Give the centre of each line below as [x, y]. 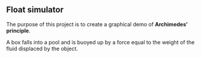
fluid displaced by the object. [42, 48]
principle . [19, 30]
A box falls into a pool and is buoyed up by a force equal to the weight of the [100, 42]
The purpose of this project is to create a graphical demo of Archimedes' [97, 24]
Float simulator [35, 10]
